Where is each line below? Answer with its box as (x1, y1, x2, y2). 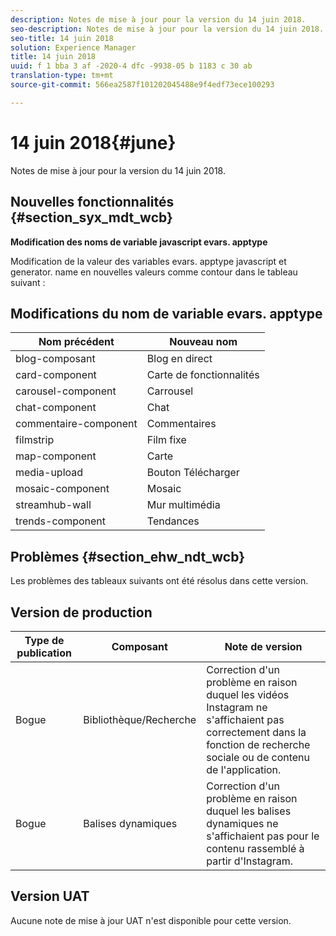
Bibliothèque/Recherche (83, 712, 197, 726)
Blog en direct (146, 352, 213, 366)
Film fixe (146, 433, 187, 447)
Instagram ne (206, 700, 268, 714)
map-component (15, 449, 97, 463)
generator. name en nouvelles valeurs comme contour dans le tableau (10, 266, 298, 278)
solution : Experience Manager (10, 42, 137, 53)
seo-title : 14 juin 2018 (10, 33, 114, 43)
